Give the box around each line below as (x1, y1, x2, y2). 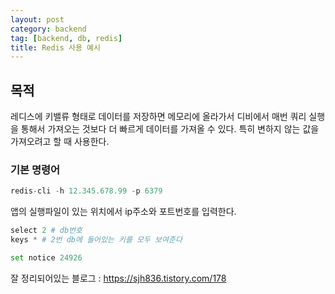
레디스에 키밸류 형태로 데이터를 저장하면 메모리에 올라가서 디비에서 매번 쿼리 (10, 111, 307, 123)
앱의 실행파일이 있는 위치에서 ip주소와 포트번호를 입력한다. (10, 206, 237, 218)
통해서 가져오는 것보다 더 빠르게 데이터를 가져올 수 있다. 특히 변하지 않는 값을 (20, 123, 320, 135)
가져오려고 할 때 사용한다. (10, 136, 110, 148)
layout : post (10, 14, 65, 25)
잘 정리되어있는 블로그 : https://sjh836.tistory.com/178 (10, 272, 227, 284)
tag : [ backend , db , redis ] (10, 33, 123, 43)
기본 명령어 (10, 162, 61, 176)
